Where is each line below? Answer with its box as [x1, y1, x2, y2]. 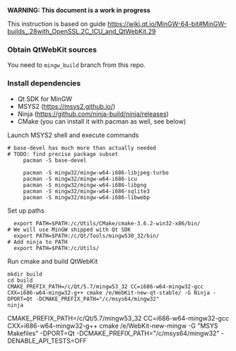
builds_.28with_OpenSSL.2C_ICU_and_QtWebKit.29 [7, 28, 156, 35]
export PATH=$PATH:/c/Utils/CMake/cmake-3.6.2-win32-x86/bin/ [13, 220, 201, 227]
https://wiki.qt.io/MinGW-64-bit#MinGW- [107, 20, 228, 28]
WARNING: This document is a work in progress [7, 6, 151, 14]
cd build [7, 277, 33, 284]
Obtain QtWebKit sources [7, 44, 98, 54]
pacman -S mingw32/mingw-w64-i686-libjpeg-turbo [23, 169, 170, 176]
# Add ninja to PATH [7, 238, 69, 246]
